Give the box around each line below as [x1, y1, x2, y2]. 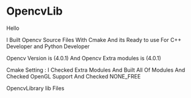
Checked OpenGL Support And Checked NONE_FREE [6, 72, 141, 80]
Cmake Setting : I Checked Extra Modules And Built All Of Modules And [6, 66, 186, 74]
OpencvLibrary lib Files [6, 84, 65, 92]
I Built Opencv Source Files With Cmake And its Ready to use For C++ [6, 36, 182, 43]
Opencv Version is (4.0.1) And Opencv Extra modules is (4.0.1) [6, 54, 162, 61]
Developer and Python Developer [6, 43, 90, 50]
